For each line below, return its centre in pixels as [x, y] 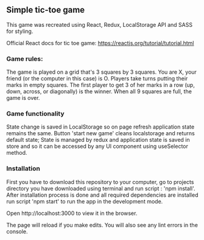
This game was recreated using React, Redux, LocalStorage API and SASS [100, 24]
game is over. [23, 98]
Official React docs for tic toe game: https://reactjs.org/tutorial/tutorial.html [100, 43]
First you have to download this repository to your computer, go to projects [100, 182]
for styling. [20, 31]
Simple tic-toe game [46, 10]
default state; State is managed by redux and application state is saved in [98, 140]
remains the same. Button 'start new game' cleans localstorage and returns [100, 133]
